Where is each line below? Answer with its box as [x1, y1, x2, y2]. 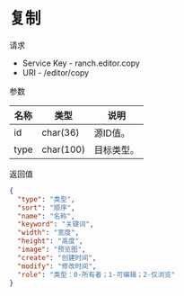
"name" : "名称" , [17, 211, 75, 220]
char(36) [41, 126, 80, 139]
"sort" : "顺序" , [17, 203, 75, 212]
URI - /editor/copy [22, 67, 90, 77]
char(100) [41, 143, 85, 156]
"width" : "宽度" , [17, 229, 80, 238]
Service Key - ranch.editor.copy [22, 58, 141, 68]
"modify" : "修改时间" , [17, 262, 97, 271]
